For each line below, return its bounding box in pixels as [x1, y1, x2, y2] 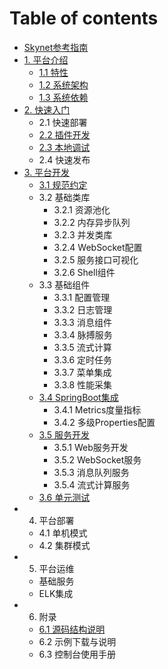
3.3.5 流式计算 [53, 341, 112, 353]
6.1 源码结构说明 [38, 623, 106, 635]
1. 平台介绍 [23, 53, 69, 66]
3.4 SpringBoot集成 [38, 391, 119, 403]
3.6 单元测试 [38, 491, 91, 503]
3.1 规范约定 [38, 178, 88, 191]
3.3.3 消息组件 [53, 316, 112, 328]
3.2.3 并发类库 [53, 228, 113, 241]
